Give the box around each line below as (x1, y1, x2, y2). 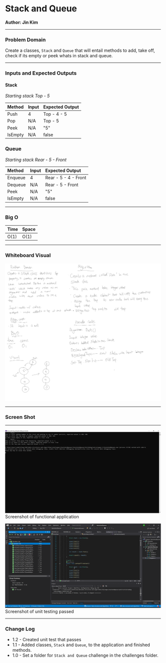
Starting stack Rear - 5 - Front (5, 157, 67, 163)
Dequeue (7, 181, 26, 188)
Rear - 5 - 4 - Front (45, 175, 86, 181)
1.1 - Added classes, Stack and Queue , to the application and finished (12, 642, 150, 648)
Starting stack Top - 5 (5, 93, 50, 99)
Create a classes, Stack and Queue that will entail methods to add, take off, (5, 47, 155, 53)
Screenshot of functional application (5, 514, 79, 520)
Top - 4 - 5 (43, 111, 67, 117)
